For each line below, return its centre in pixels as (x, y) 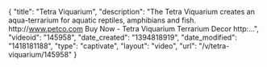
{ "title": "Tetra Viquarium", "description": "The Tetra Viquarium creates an (132, 12)
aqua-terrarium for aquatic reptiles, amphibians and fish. (102, 20)
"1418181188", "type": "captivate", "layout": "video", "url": (103, 46)
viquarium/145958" (40, 54)
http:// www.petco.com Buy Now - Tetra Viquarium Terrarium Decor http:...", (134, 29)
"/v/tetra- (214, 46)
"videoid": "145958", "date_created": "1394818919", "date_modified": (123, 37)
